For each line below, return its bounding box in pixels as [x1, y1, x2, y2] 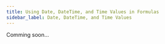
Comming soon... [6, 31, 49, 38]
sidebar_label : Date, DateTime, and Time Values [6, 14, 132, 20]
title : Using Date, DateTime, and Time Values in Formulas [6, 8, 160, 15]
